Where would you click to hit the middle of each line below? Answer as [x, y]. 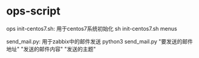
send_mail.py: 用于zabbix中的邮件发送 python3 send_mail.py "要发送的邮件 [100, 41]
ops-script [33, 11]
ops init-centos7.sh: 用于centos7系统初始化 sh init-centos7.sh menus [92, 28]
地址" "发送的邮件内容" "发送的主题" [51, 49]
